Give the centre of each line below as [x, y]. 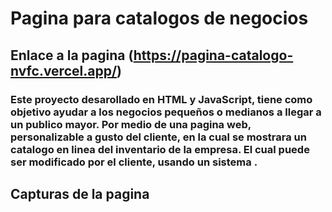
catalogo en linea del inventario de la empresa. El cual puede [160, 149]
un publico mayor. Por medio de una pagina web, [131, 124]
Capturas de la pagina [80, 193]
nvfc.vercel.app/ [64, 70]
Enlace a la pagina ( [72, 55]
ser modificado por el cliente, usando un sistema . [134, 162]
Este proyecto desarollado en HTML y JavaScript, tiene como [161, 99]
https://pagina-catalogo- [213, 55]
